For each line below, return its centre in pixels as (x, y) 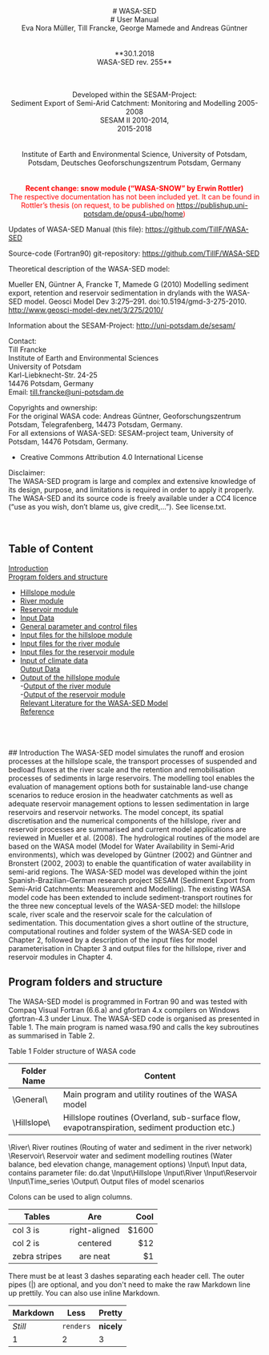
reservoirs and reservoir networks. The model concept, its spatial (116, 812)
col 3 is (26, 1230)
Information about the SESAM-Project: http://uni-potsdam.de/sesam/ (122, 325)
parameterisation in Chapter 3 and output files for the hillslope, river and (127, 948)
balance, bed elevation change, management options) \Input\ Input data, (128, 1164)
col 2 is (26, 1243)
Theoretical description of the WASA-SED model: (89, 269)
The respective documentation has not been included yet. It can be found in (134, 197)
